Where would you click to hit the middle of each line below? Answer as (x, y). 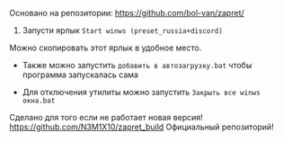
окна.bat (39, 101)
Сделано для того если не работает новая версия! (106, 117)
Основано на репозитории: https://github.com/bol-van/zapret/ (127, 13)
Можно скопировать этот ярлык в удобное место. (106, 48)
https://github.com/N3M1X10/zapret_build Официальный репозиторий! (141, 127)
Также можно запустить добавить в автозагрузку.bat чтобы (137, 65)
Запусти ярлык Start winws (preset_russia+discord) (122, 30)
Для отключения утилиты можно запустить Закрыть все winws (141, 92)
